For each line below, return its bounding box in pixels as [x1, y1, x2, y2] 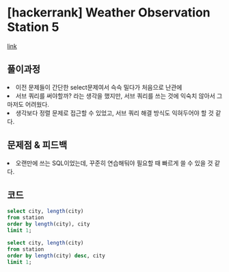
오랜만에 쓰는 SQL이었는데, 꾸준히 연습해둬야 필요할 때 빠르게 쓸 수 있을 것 [16, 159, 213, 167]
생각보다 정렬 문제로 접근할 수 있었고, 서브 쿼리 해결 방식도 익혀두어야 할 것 [16, 108, 214, 117]
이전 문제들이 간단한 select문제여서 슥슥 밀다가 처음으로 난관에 [16, 83, 183, 91]
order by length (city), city [7, 221, 90, 227]
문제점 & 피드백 [7, 139, 67, 151]
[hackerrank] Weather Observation [7, 5, 211, 21]
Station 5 [7, 19, 59, 35]
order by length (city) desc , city [7, 252, 106, 259]
